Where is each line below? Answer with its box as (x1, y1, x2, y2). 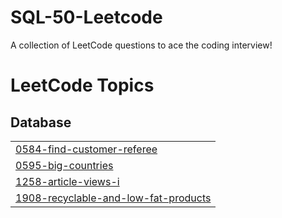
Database (10, 114, 72, 131)
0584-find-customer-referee (15, 142, 158, 156)
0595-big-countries (15, 158, 114, 172)
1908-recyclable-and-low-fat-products (15, 191, 212, 205)
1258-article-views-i (15, 174, 120, 188)
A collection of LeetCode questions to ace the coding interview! (10, 39, 273, 51)
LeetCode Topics (10, 74, 155, 97)
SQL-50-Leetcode (10, 6, 163, 29)
